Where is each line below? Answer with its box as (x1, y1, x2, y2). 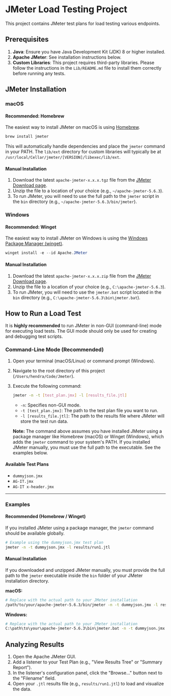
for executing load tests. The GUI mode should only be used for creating (5, 328, 157, 334)
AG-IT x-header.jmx (12, 484, 54, 489)
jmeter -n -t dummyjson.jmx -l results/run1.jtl (5, 544, 110, 550)
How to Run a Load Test (5, 309, 81, 317)
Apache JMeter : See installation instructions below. (12, 54, 122, 60)
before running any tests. (12, 70, 66, 76)
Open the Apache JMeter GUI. (12, 654, 76, 660)
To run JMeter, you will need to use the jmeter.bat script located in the (12, 289, 162, 295)
